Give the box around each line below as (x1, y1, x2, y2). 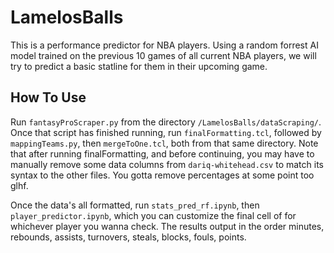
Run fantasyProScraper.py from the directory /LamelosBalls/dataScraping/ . (10, 116, 322, 128)
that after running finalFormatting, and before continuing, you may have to (10, 147, 315, 160)
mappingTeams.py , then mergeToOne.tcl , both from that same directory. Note (10, 137, 319, 149)
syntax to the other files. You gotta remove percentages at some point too (10, 169, 315, 181)
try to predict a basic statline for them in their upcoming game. (10, 60, 268, 72)
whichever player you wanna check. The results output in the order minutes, (10, 220, 325, 232)
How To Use (10, 89, 87, 106)
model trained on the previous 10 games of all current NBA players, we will (10, 49, 317, 61)
